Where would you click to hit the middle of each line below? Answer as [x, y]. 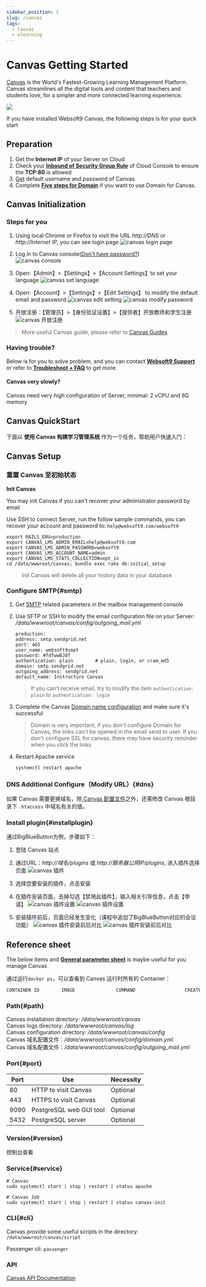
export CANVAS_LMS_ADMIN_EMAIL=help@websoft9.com [71, 542]
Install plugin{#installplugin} [50, 823]
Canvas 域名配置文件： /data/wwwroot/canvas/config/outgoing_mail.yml [98, 1047]
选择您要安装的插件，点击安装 [53, 883]
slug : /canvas [25, 18]
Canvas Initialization [46, 205]
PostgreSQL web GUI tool [68, 1110]
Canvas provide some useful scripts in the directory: [73, 1231]
